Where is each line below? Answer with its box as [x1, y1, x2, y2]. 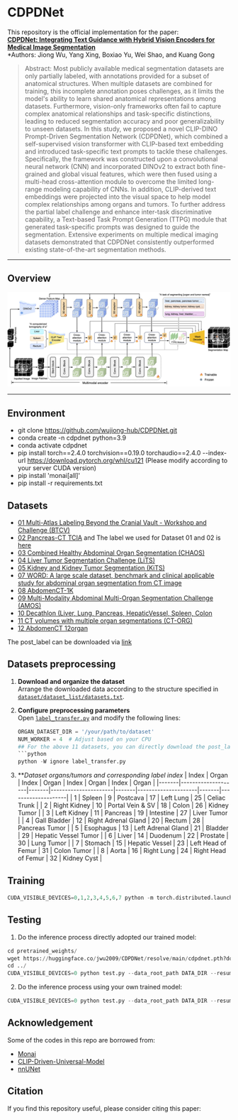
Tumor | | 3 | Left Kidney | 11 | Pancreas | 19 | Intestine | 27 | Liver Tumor [17, 809, 228, 817]
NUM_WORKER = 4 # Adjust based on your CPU [17, 736, 152, 743]
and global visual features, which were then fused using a [48, 170, 217, 178]
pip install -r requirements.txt [17, 479, 103, 487]
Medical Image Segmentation [7, 43, 96, 51]
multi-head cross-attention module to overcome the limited [24, 177, 197, 185]
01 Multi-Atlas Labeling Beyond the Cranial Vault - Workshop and [17, 518, 207, 526]
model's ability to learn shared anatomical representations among [24, 94, 217, 103]
